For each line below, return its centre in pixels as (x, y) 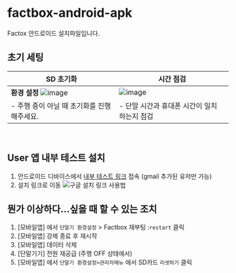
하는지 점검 (136, 116)
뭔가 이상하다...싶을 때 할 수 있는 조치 (82, 209)
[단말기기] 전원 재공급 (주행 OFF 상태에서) (75, 253)
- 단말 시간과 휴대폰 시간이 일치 (168, 105)
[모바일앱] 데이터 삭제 (47, 245)
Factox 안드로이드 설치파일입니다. (54, 33)
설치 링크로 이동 (39, 185)
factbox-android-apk (70, 13)
